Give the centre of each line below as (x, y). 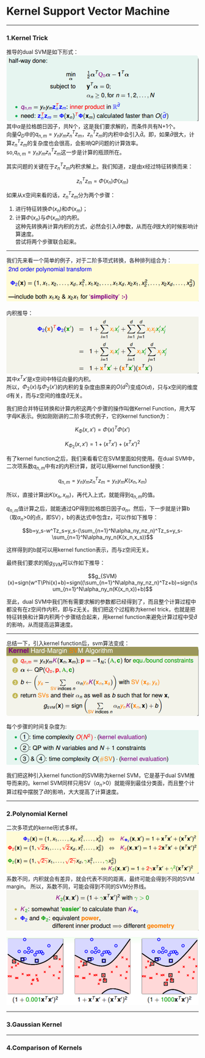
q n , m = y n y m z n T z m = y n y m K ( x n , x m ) (103, 481)
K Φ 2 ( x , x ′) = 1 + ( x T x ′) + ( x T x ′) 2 (103, 444)
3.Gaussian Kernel (34, 1024)
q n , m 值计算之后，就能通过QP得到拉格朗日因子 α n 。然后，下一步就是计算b (98, 509)
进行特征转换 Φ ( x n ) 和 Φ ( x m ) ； (52, 210)
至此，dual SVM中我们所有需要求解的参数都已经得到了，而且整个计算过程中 (101, 601)
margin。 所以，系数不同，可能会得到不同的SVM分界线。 (78, 886)
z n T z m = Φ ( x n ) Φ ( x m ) (103, 181)
